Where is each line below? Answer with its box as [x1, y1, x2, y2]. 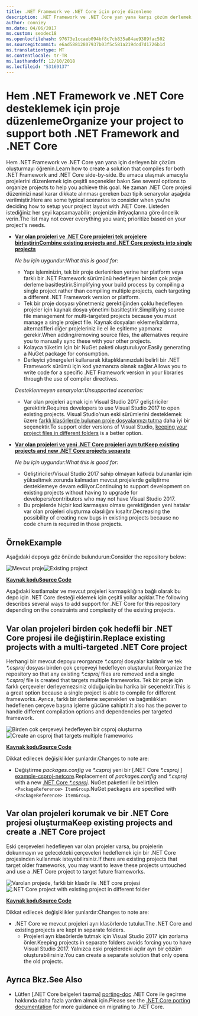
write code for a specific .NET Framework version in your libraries [23, 369, 184, 376]
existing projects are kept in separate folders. [14, 926, 125, 933]
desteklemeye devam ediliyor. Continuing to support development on [23, 483, 190, 490]
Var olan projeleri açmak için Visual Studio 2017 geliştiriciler [23, 398, 168, 405]
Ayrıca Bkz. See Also [6, 975, 83, 985]
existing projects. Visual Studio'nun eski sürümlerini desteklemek [23, 411, 182, 418]
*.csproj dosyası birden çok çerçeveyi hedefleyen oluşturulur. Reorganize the [6, 664, 192, 671]
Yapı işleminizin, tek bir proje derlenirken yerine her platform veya [23, 268, 184, 275]
